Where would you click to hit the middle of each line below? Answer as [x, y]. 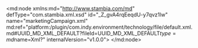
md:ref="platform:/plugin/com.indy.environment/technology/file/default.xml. [100, 27]
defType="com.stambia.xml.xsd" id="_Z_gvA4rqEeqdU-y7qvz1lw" [87, 15]
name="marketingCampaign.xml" [47, 21]
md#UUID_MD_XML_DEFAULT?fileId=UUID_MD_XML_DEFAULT [83, 33]
